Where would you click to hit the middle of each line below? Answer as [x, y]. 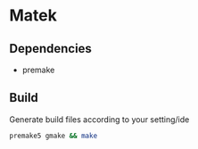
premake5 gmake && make [54, 136]
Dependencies [50, 49]
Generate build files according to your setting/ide [99, 119]
